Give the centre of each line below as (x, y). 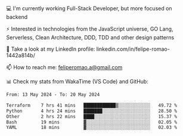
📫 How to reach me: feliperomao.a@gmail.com (64, 67)
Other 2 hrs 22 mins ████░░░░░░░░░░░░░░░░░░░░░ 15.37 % (92, 116)
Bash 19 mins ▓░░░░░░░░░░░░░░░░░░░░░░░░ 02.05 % (92, 122)
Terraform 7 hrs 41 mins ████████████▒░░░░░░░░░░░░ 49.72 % (92, 105)
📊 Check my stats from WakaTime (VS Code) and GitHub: (77, 81)
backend (17, 17)
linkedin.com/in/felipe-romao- (133, 49)
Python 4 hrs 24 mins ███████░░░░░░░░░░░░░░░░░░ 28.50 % (92, 111)
